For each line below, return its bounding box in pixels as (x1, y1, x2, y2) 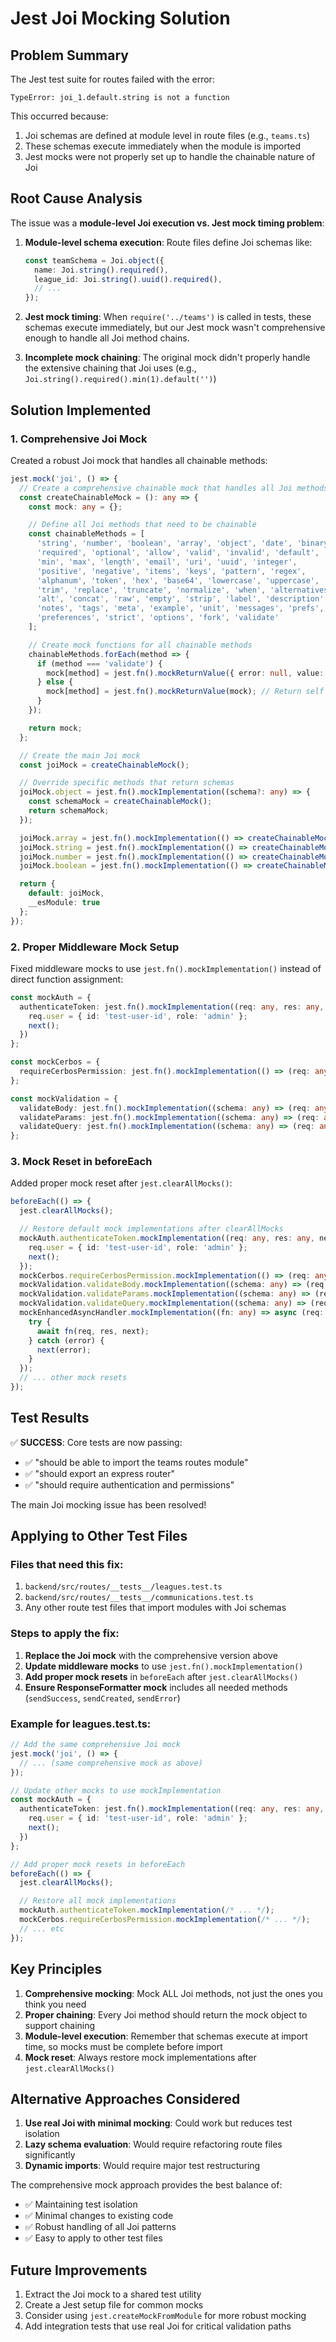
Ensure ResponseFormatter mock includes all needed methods (24, 1681, 288, 1693)
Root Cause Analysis (10, 190, 143, 207)
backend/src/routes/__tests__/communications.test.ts (24, 1593, 254, 1603)
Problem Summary (10, 47, 129, 64)
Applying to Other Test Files (10, 1528, 188, 1545)
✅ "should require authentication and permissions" (24, 1478, 235, 1491)
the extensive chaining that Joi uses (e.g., (24, 362, 197, 374)
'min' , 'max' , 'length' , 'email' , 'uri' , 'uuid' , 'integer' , (36, 557, 298, 567)
